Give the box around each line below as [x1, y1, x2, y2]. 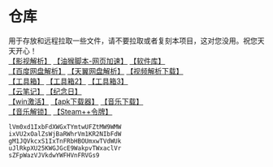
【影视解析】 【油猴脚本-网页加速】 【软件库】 [8, 56, 166, 66]
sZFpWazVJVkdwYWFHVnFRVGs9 [8, 151, 100, 159]
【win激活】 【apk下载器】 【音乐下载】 [8, 96, 144, 106]
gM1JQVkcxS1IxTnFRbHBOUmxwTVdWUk [8, 137, 122, 145]
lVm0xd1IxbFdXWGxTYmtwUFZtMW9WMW [8, 122, 122, 131]
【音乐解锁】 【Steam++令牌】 [8, 106, 113, 116]
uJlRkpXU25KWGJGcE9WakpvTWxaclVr [8, 143, 122, 152]
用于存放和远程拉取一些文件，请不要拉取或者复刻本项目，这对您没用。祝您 [8, 36, 258, 45]
